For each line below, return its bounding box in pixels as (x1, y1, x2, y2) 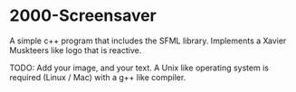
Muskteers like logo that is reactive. (9, 44, 142, 55)
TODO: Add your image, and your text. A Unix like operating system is (9, 62, 270, 73)
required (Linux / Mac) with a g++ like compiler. (9, 71, 186, 82)
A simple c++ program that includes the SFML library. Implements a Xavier (9, 35, 287, 46)
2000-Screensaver (9, 5, 157, 26)
